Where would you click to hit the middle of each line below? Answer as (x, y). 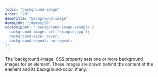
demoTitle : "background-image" (37, 18)
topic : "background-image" (32, 9)
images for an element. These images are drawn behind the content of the (79, 64)
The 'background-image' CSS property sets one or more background (74, 59)
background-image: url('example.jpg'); (50, 32)
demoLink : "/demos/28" (28, 23)
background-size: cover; (34, 37)
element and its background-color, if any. (46, 69)
